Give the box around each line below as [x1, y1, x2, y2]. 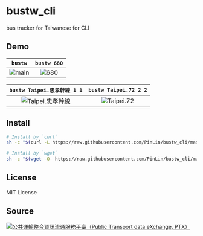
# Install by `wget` [6, 150, 59, 156]
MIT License [6, 188, 37, 196]
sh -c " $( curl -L [6, 139, 50, 145]
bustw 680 [35, 59, 63, 66]
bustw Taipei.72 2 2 [88, 86, 148, 93]
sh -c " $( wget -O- [6, 156, 53, 162]
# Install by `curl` [6, 134, 59, 140]
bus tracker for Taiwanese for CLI [6, 24, 89, 31]
